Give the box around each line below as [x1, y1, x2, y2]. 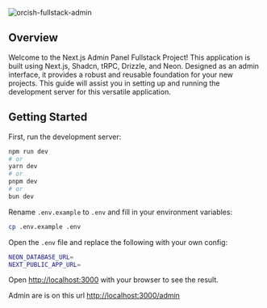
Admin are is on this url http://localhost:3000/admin [8, 291, 180, 301]
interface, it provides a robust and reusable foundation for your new [8, 70, 234, 79]
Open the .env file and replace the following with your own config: [8, 237, 228, 247]
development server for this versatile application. [8, 86, 171, 96]
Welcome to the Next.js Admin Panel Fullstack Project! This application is [8, 53, 251, 62]
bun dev [8, 192, 35, 200]
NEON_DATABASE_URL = [8, 253, 74, 261]
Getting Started [8, 110, 88, 124]
